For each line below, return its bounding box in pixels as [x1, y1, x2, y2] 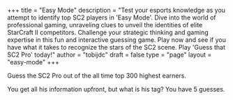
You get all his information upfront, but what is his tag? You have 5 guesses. [7, 85, 225, 93]
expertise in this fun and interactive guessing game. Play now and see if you [7, 36, 227, 44]
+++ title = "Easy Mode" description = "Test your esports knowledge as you [7, 6, 225, 14]
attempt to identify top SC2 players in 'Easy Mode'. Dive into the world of [7, 13, 216, 22]
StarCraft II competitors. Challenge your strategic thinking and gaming [7, 28, 209, 36]
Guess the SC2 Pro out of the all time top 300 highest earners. [7, 71, 187, 80]
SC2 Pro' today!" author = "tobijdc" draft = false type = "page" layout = [7, 50, 212, 59]
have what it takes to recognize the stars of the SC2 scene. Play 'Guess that [7, 43, 225, 51]
